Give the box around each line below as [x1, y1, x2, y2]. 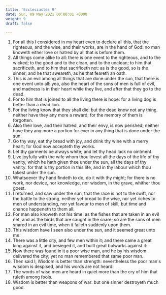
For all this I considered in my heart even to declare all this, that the [12, 39, 149, 45]
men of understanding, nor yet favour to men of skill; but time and [12, 201, 147, 207]
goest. [12, 185, 26, 191]
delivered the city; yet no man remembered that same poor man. [12, 253, 144, 259]
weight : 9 [5, 16, 26, 21]
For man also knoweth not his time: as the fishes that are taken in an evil [12, 211, 159, 217]
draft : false [5, 21, 33, 26]
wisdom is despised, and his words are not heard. [12, 264, 114, 269]
